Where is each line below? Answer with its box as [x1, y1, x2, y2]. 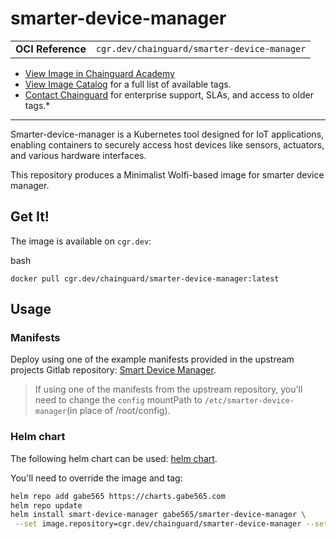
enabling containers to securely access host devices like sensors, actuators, [10, 138, 325, 151]
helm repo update [10, 500, 83, 511]
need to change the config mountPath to [34, 394, 203, 406]
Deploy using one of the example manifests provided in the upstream [10, 353, 295, 366]
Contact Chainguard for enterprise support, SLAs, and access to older [24, 88, 314, 101]
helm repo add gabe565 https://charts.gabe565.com [10, 491, 226, 501]
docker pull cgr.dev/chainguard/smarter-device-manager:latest [10, 273, 280, 284]
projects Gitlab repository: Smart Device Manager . [10, 364, 217, 376]
